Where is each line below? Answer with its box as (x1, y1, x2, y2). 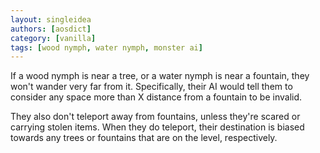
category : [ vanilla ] (10, 33, 97, 43)
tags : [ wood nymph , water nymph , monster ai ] (10, 42, 203, 53)
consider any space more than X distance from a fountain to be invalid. (10, 91, 303, 103)
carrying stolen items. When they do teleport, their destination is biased (10, 121, 305, 133)
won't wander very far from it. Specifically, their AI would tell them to (10, 81, 293, 93)
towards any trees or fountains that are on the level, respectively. (10, 132, 278, 144)
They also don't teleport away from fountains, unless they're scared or (10, 111, 301, 123)
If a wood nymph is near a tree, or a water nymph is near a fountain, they (10, 70, 310, 82)
